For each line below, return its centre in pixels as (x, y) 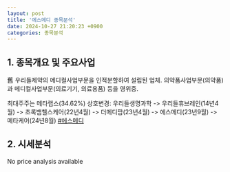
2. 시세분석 (29, 144)
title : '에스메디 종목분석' (42, 20)
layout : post (26, 13)
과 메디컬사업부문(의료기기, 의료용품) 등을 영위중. (73, 89)
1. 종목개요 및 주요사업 (51, 62)
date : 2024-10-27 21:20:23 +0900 (55, 26)
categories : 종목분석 (35, 33)
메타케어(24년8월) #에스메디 (45, 120)
